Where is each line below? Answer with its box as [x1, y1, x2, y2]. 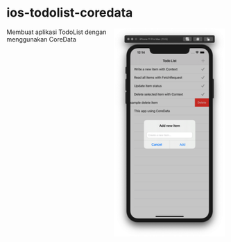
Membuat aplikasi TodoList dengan [6, 28, 107, 36]
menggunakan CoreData [6, 35, 77, 43]
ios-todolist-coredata [6, 5, 133, 21]
